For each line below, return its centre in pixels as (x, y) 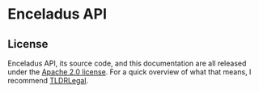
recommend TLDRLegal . (48, 80)
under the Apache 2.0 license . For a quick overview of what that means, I (129, 72)
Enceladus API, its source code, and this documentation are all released (127, 63)
